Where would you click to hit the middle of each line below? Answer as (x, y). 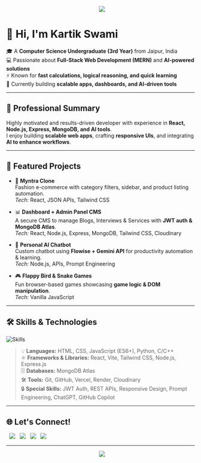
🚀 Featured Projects (44, 167)
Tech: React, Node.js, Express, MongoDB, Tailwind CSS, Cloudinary (98, 233)
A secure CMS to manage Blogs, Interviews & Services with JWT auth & (103, 220)
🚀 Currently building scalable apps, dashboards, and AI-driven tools (92, 84)
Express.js (33, 364)
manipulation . (32, 291)
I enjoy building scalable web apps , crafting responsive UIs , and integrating (100, 135)
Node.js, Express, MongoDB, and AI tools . (59, 129)
